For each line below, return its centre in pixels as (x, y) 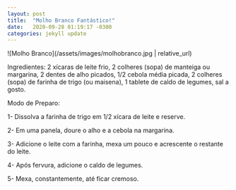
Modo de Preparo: (34, 103)
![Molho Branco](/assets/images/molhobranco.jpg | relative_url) (100, 53)
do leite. (19, 151)
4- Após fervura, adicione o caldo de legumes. (75, 165)
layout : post (26, 14)
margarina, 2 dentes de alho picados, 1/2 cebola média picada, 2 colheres (115, 75)
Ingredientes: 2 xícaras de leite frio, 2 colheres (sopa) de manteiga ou (109, 67)
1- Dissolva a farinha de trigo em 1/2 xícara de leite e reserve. (96, 117)
